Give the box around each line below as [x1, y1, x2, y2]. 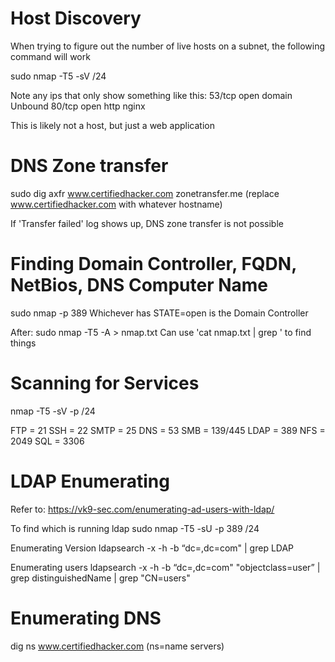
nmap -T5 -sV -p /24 [10, 405, 96, 417]
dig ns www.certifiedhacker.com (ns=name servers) [10, 640, 225, 652]
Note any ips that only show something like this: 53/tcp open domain [10, 89, 293, 101]
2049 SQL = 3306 [10, 435, 85, 447]
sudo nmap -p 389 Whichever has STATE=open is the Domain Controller [10, 307, 309, 319]
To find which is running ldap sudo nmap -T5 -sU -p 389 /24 [10, 522, 260, 534]
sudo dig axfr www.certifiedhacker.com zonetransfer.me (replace [10, 187, 280, 199]
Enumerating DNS [10, 607, 162, 629]
